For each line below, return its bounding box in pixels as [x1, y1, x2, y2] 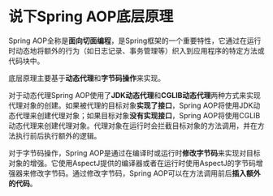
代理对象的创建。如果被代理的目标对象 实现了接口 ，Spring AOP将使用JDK [8, 100, 253, 110]
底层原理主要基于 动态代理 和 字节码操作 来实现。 [8, 73, 165, 83]
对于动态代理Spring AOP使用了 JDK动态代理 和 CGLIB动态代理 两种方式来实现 [8, 90, 262, 100]
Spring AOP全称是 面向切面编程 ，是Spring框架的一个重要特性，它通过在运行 [8, 36, 262, 45]
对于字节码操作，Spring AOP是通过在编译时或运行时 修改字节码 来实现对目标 [8, 147, 261, 158]
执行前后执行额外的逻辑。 [15, 130, 102, 140]
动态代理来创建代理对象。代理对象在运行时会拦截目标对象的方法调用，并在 [8, 121, 258, 130]
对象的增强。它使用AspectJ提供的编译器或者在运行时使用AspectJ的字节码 [8, 158, 256, 168]
